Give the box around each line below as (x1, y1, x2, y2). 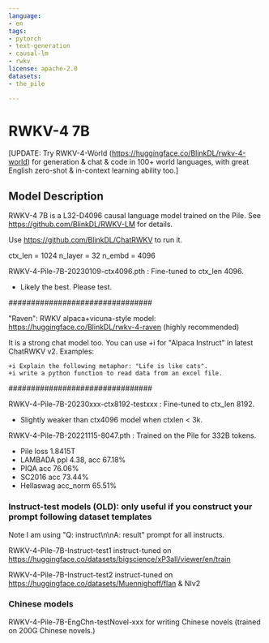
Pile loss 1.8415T (19, 447, 76, 457)
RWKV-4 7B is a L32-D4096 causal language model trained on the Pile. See (8, 211, 262, 221)
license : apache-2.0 (8, 65, 79, 73)
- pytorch (8, 34, 42, 43)
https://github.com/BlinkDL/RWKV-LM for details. (8, 220, 173, 229)
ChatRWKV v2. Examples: (8, 346, 95, 357)
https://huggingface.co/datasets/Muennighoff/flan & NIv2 (8, 578, 201, 588)
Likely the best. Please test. (19, 282, 113, 292)
